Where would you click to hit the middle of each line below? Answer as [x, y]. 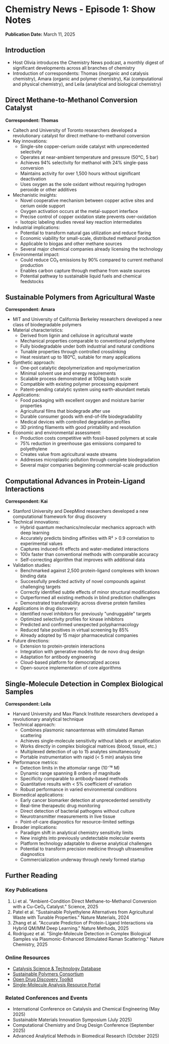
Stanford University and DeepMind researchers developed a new [80, 511]
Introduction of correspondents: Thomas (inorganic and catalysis [80, 73]
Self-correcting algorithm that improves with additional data [82, 560]
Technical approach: [34, 725]
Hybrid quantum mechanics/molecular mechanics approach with [88, 528]
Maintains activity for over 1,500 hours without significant [80, 173]
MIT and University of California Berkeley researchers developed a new [87, 319]
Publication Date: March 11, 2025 [40, 34]
